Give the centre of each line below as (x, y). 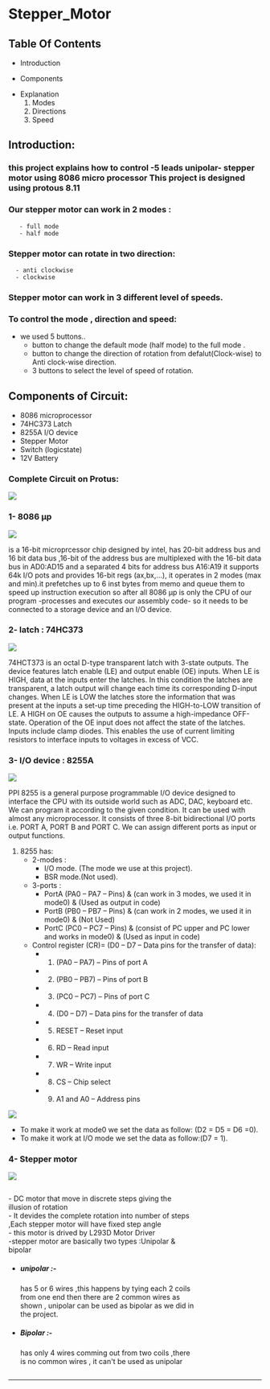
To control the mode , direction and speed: (93, 318)
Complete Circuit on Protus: (63, 479)
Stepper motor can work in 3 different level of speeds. (116, 297)
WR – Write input (84, 1065)
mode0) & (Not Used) (79, 920)
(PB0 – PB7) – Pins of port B (102, 980)
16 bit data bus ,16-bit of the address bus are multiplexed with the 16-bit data (135, 558)
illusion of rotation (38, 1207)
